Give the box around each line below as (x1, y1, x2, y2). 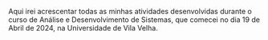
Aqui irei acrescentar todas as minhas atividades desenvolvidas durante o (8, 7, 253, 16)
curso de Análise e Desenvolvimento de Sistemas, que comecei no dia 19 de (8, 15, 261, 24)
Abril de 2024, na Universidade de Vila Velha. (8, 24, 158, 32)
